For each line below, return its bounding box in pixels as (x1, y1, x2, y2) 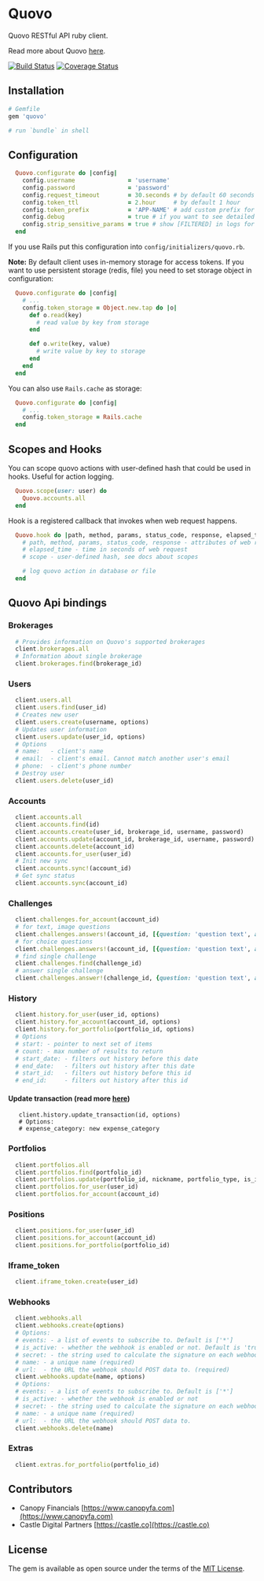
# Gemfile (8, 105, 41, 113)
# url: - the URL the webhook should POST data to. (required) (15, 1365, 230, 1374)
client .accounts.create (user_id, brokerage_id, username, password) (15, 828, 244, 835)
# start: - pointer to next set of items (15, 1040, 153, 1048)
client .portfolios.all (15, 1161, 90, 1169)
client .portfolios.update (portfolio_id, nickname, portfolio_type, (15, 1176, 241, 1183)
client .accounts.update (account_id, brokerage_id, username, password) (15, 835, 255, 843)
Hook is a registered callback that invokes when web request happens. (8, 516, 237, 525)
